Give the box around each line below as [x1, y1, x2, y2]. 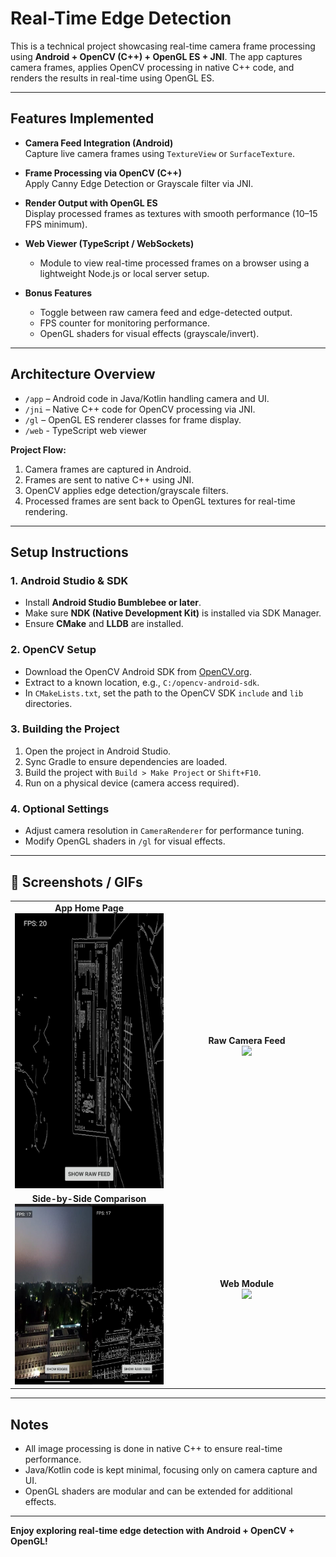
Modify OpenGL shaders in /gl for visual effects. [24, 835, 226, 847]
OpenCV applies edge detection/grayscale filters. [24, 484, 229, 496]
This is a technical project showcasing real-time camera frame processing [10, 40, 316, 52]
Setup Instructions [10, 543, 129, 561]
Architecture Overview [10, 366, 156, 383]
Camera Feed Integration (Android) [24, 137, 174, 149]
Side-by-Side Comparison [31, 1192, 147, 1204]
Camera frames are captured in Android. [24, 463, 192, 475]
